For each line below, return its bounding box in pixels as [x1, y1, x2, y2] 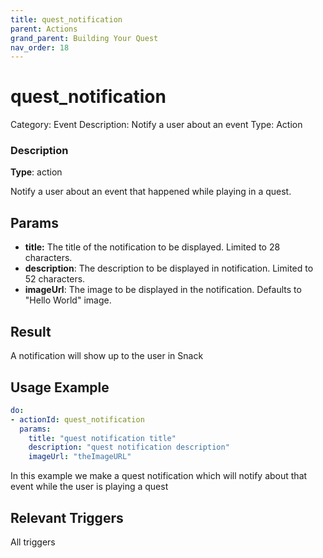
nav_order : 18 [10, 42, 70, 53]
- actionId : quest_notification [10, 414, 145, 425]
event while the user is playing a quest [10, 481, 169, 493]
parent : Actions [10, 24, 78, 34]
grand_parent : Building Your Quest [10, 33, 159, 43]
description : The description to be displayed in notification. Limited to [24, 262, 314, 275]
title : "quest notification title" [28, 433, 177, 443]
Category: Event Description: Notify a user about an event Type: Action [10, 119, 303, 131]
